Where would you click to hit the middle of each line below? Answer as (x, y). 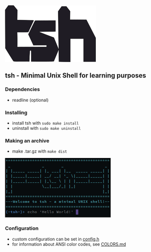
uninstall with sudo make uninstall (46, 128)
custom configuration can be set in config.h (55, 239)
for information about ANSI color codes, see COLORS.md (69, 244)
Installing (16, 112)
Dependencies (23, 89)
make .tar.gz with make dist (39, 151)
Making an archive (27, 141)
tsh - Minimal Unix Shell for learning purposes (76, 76)
